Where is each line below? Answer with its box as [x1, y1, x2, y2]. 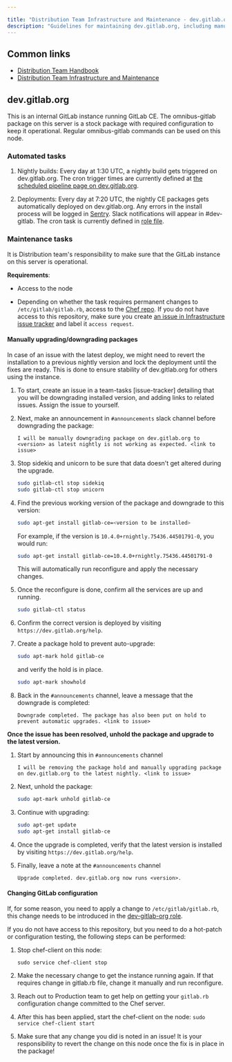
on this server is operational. [7, 257, 88, 266]
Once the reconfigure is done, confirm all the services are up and [17, 586, 204, 594]
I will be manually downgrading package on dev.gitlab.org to [17, 434, 200, 442]
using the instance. [7, 372, 61, 380]
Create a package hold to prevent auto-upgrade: [17, 639, 155, 648]
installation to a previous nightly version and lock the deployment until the [7, 358, 217, 366]
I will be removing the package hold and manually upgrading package [17, 764, 222, 771]
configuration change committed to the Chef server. [17, 999, 166, 1007]
